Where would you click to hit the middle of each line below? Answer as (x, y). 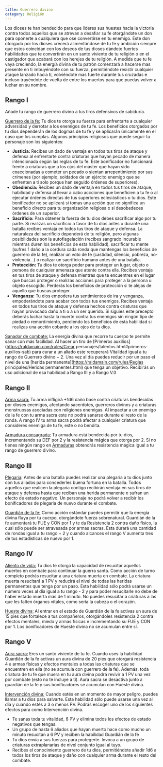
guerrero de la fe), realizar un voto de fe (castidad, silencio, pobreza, (81, 255)
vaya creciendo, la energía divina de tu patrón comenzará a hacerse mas (78, 64)
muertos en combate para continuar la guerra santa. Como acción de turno (80, 571)
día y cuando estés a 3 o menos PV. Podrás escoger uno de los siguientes (79, 704)
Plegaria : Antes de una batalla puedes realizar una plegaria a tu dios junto (79, 477)
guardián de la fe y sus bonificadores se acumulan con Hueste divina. (75, 684)
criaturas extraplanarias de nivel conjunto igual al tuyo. (67, 745)
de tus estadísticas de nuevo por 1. (40, 538)
